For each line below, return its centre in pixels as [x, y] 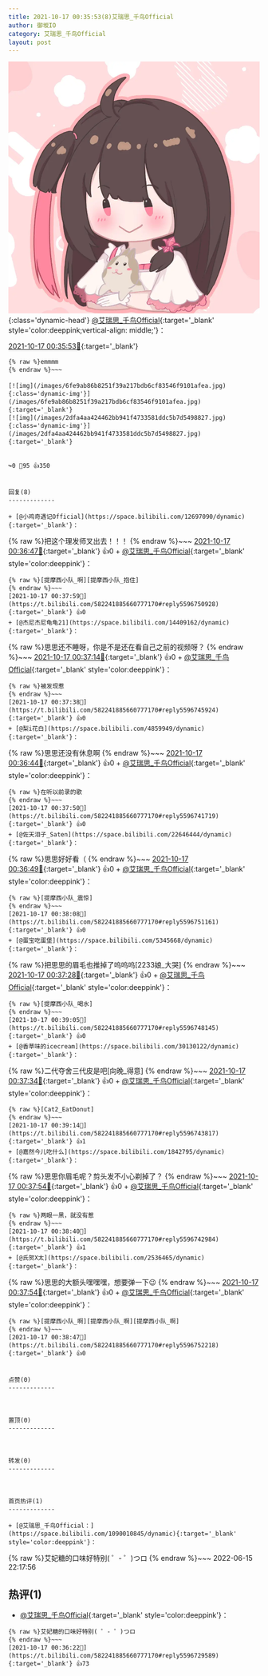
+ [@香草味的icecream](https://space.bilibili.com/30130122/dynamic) [124, 1047]
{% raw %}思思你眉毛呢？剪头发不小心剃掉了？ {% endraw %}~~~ [118, 1176]
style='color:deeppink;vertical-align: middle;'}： [87, 330]
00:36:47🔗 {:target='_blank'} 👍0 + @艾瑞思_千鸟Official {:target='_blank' [126, 551]
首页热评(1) [26, 1502]
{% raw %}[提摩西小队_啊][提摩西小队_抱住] [74, 581]
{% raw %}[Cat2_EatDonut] [51, 1110]
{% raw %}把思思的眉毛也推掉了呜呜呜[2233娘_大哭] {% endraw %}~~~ [127, 965]
